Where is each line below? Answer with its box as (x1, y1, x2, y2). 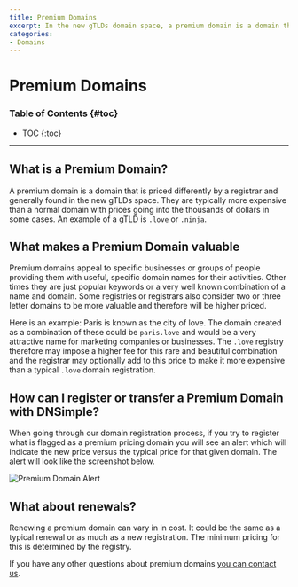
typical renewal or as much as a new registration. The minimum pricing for (9, 531, 281, 542)
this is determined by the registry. (9, 541, 132, 552)
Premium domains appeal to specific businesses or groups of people (9, 262, 261, 273)
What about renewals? (9, 498, 137, 514)
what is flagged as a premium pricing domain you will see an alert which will (9, 437, 287, 448)
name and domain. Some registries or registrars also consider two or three (9, 291, 282, 301)
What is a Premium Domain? (9, 161, 169, 177)
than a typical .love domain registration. (9, 364, 157, 375)
